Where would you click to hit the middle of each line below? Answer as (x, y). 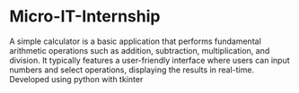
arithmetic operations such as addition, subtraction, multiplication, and (140, 50)
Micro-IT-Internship (85, 17)
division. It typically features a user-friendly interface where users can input (149, 60)
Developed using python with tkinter (76, 79)
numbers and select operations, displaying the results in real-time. (132, 70)
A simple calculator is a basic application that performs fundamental (136, 41)
